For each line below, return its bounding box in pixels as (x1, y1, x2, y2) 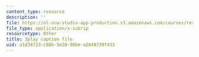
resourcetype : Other (6, 31, 57, 37)
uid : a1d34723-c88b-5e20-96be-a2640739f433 (6, 42, 115, 48)
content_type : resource (6, 8, 65, 15)
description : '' (6, 14, 46, 20)
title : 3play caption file (6, 36, 73, 42)
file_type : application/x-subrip (6, 25, 89, 31)
